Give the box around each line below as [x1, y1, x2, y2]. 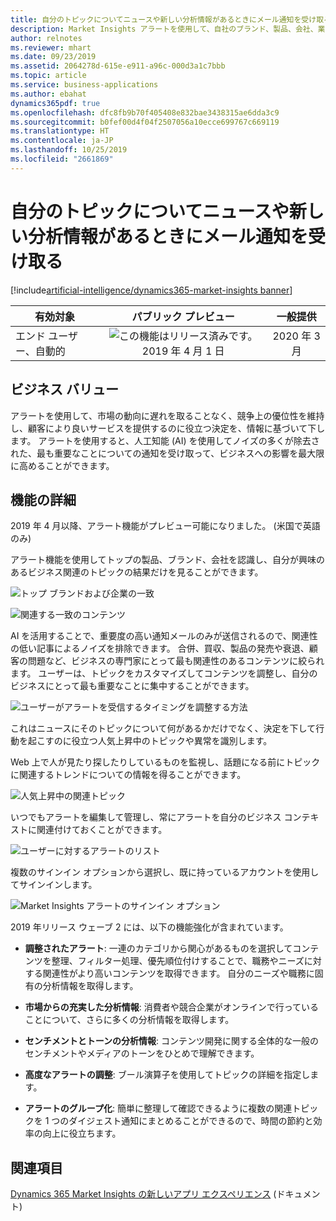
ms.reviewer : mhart [10, 42, 92, 53]
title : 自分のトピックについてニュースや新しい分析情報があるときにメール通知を [10, 14, 302, 25]
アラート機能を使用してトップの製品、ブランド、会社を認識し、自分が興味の [10, 554, 326, 566]
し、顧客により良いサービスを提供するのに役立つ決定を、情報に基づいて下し [10, 422, 326, 434]
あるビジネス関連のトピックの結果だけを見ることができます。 [10, 566, 264, 578]
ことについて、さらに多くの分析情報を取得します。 [24, 1014, 235, 1026]
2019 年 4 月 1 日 [141, 344, 225, 358]
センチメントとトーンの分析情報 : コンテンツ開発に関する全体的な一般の [24, 1035, 320, 1047]
